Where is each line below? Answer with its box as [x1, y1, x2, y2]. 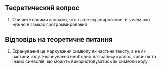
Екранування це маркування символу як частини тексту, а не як [12, 48, 146, 54]
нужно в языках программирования [12, 22, 87, 27]
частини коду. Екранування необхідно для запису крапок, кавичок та [12, 53, 156, 59]
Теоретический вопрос [5, 4, 80, 12]
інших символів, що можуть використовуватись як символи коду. [12, 58, 149, 64]
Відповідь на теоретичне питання [5, 35, 113, 44]
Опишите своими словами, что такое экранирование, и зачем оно [12, 16, 150, 22]
